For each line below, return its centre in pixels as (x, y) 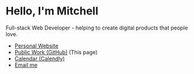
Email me (26, 65)
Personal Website (36, 46)
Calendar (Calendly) (39, 58)
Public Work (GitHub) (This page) (56, 52)
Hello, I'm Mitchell (52, 11)
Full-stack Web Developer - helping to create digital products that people (97, 28)
